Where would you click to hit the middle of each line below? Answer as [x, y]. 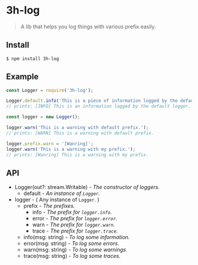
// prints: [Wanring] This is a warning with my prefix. [77, 155]
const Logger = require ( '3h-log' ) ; [50, 90]
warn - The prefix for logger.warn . [74, 225]
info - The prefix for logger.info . [72, 212]
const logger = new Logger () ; [43, 117]
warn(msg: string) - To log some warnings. [75, 250]
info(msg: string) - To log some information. [77, 237]
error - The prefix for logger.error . [75, 218]
